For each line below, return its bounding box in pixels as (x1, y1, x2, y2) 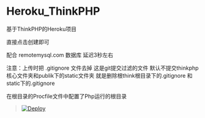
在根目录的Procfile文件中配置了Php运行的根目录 (6, 92, 127, 100)
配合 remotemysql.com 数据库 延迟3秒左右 (6, 51, 113, 59)
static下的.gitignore (6, 79, 55, 87)
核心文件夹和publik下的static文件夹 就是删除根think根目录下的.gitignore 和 (6, 72, 193, 79)
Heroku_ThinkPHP (6, 4, 100, 18)
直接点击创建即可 (6, 38, 50, 45)
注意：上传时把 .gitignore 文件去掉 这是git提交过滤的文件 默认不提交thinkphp (6, 64, 199, 72)
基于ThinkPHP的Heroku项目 (6, 25, 76, 32)
